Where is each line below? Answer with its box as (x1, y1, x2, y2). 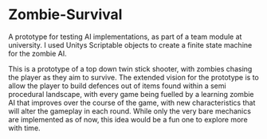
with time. (8, 123, 41, 133)
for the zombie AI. (8, 48, 68, 58)
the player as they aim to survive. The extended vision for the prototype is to (8, 72, 259, 82)
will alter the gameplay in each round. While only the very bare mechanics (8, 106, 251, 116)
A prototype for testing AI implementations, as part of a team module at (8, 32, 242, 41)
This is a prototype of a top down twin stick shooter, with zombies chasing (8, 64, 253, 73)
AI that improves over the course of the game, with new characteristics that (8, 98, 256, 107)
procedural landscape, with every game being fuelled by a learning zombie (8, 89, 254, 98)
